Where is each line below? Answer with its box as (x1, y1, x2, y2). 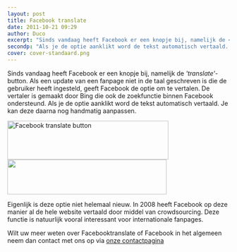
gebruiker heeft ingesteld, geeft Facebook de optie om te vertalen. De (7, 84, 210, 92)
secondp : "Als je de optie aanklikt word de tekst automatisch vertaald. (7, 43, 229, 50)
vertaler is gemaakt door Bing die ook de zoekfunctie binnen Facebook (7, 91, 214, 100)
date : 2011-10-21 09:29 (7, 23, 78, 30)
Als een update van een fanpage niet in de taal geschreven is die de (29, 76, 227, 85)
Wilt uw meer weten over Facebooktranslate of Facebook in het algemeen (7, 229, 222, 237)
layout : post (7, 10, 46, 18)
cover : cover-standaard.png (7, 50, 90, 57)
